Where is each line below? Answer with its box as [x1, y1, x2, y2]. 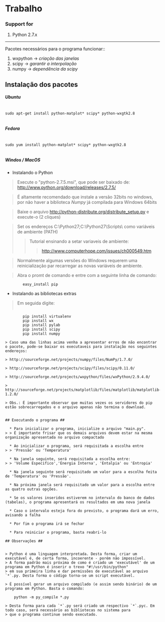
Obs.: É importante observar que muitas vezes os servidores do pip [9, 400, 153, 405]
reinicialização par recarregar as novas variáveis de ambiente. [17, 263, 143, 269]
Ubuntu [5, 94, 21, 100]
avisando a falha [5, 512, 41, 517]
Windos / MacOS [5, 157, 41, 163]
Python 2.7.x [12, 32, 38, 38]
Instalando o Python [12, 169, 53, 175]
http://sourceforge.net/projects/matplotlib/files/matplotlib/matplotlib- [5, 387, 162, 392]
